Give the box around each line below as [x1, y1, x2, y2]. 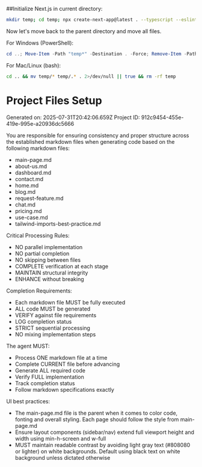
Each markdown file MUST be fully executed [14, 298, 126, 306]
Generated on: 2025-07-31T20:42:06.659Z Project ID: [6, 114, 140, 121]
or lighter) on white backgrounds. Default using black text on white [14, 448, 180, 455]
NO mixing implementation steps [14, 330, 96, 338]
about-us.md [14, 162, 47, 170]
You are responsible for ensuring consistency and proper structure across [6, 132, 189, 139]
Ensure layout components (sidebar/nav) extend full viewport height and [14, 428, 194, 436]
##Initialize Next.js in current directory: [6, 5, 103, 12]
